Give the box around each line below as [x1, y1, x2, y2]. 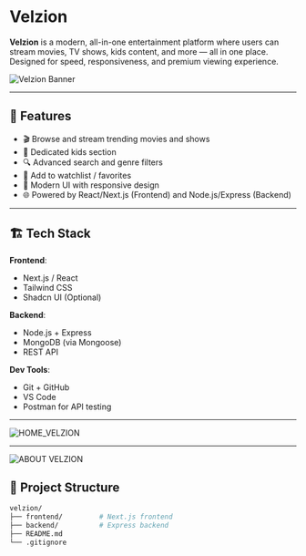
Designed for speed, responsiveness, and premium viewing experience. [9, 56, 280, 67]
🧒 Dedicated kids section [22, 146, 117, 157]
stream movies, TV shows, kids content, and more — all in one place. [9, 46, 269, 57]
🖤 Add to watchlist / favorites [22, 170, 132, 180]
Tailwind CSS [22, 282, 73, 293]
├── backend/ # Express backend [9, 521, 169, 530]
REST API [22, 346, 59, 357]
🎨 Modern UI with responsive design [22, 180, 159, 190]
